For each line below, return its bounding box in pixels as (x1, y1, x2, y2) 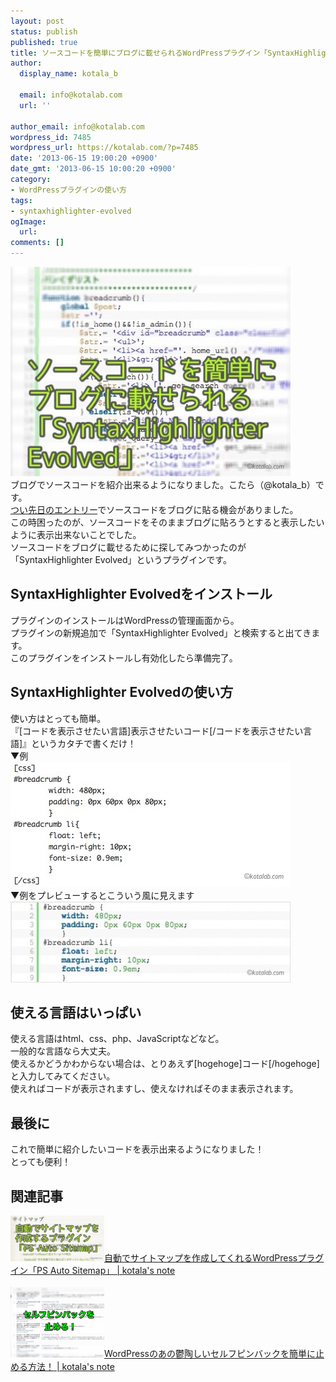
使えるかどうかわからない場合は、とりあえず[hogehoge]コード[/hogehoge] (10, 1058, 320, 1070)
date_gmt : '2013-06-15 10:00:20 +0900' (10, 164, 177, 174)
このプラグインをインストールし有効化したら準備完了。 (10, 651, 238, 664)
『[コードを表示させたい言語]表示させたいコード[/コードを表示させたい (10, 725, 304, 737)
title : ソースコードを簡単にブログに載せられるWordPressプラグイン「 (10, 48, 268, 58)
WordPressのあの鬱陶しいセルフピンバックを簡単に (104, 1348, 317, 1360)
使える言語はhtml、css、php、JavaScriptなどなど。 (10, 1033, 225, 1045)
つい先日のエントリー (10, 504, 98, 515)
